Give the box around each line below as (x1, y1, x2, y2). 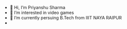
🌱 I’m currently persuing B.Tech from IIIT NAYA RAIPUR (9, 15, 122, 20)
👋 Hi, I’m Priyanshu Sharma (9, 5, 66, 10)
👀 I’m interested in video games (9, 10, 74, 15)
